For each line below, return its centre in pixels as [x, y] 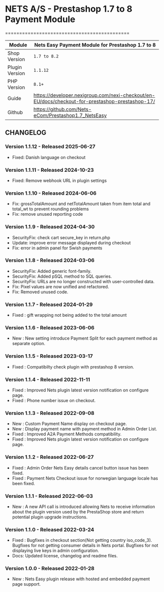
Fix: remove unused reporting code [47, 214]
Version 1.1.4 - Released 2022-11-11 [48, 379]
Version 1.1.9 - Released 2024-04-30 [50, 227]
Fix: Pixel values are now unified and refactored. [61, 286]
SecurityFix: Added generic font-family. [52, 271]
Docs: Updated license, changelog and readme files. [65, 556]
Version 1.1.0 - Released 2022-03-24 [50, 530]
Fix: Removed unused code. [40, 292]
